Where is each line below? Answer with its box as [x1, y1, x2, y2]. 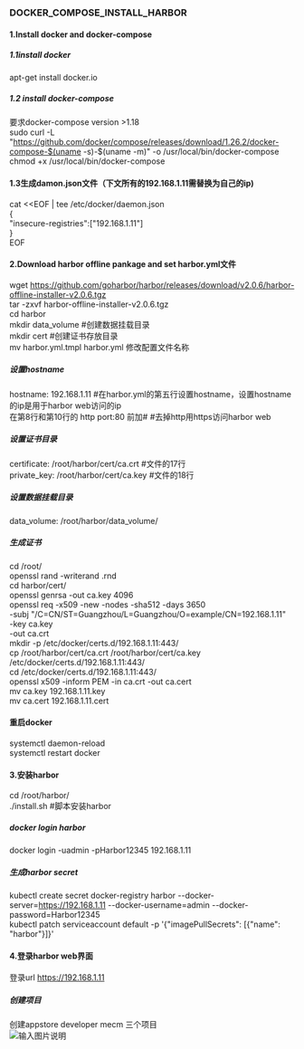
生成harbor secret [9, 866, 79, 877]
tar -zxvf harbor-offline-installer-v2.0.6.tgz [9, 299, 169, 310]
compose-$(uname [9, 147, 81, 157]
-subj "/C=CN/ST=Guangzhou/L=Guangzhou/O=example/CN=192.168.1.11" [9, 608, 287, 619]
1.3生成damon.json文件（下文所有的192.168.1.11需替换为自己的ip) [9, 178, 255, 189]
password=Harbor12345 [9, 910, 101, 920]
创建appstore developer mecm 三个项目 [9, 1019, 157, 1030]
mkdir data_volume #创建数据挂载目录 [9, 319, 150, 329]
